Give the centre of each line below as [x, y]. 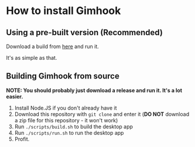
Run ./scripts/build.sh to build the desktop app [74, 127]
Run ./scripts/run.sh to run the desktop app [69, 132]
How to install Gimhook [64, 11]
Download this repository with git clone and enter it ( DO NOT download [102, 114]
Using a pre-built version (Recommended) [84, 33]
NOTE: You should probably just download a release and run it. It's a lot [94, 90]
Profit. [22, 139]
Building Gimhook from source [63, 76]
